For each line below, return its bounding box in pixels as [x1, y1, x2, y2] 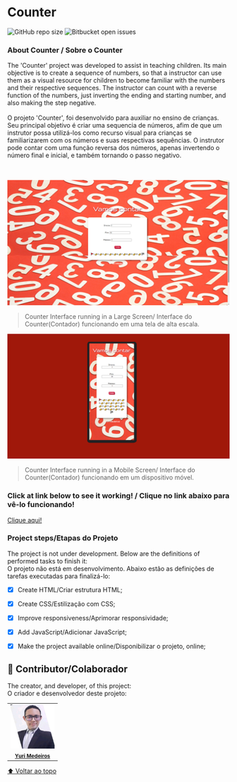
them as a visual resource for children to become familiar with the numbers [7, 76, 226, 85]
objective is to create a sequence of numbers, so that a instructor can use [7, 68, 222, 78]
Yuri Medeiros [15, 752, 51, 759]
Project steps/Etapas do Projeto [7, 533, 119, 543]
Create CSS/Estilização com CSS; [17, 599, 116, 608]
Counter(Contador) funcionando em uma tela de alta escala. [24, 319, 200, 328]
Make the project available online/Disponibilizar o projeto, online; [17, 642, 206, 651]
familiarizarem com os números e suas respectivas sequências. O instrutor [7, 136, 224, 145]
